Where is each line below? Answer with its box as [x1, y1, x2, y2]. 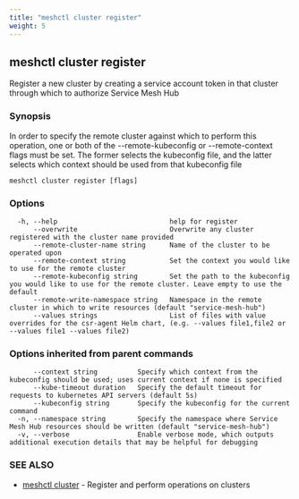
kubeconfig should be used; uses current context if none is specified [9, 376, 282, 385]
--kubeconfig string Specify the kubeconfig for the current [32, 399, 291, 408]
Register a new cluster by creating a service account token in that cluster [9, 78, 279, 89]
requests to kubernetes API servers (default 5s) [9, 391, 199, 401]
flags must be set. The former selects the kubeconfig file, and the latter [9, 149, 272, 160]
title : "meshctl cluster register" [9, 13, 142, 22]
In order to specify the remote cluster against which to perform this [9, 131, 257, 141]
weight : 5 [9, 21, 47, 30]
